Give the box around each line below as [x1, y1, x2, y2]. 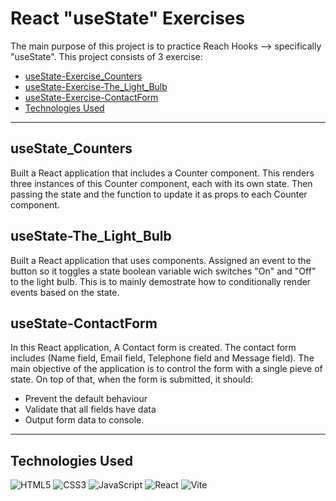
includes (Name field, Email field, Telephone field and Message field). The [10, 352, 315, 364]
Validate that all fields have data [24, 403, 157, 416]
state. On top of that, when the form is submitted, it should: [10, 373, 254, 386]
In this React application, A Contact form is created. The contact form [10, 342, 297, 354]
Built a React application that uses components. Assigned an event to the [10, 254, 312, 266]
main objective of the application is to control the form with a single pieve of [10, 363, 323, 375]
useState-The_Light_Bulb [10, 228, 172, 245]
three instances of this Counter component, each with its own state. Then [10, 177, 313, 189]
